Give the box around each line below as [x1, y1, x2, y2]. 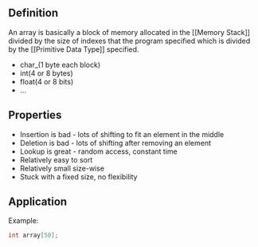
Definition [8, 6, 58, 20]
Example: [8, 216, 39, 225]
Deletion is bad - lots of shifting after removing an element [19, 138, 212, 147]
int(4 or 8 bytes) [19, 68, 73, 78]
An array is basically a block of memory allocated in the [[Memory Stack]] [8, 27, 251, 37]
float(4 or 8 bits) [19, 76, 74, 86]
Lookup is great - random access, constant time [19, 147, 178, 156]
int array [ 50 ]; [8, 231, 59, 240]
